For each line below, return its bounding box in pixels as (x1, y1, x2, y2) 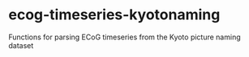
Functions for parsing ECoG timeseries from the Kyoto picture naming (8, 32, 241, 42)
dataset (8, 40, 34, 50)
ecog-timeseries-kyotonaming (8, 6, 221, 24)
